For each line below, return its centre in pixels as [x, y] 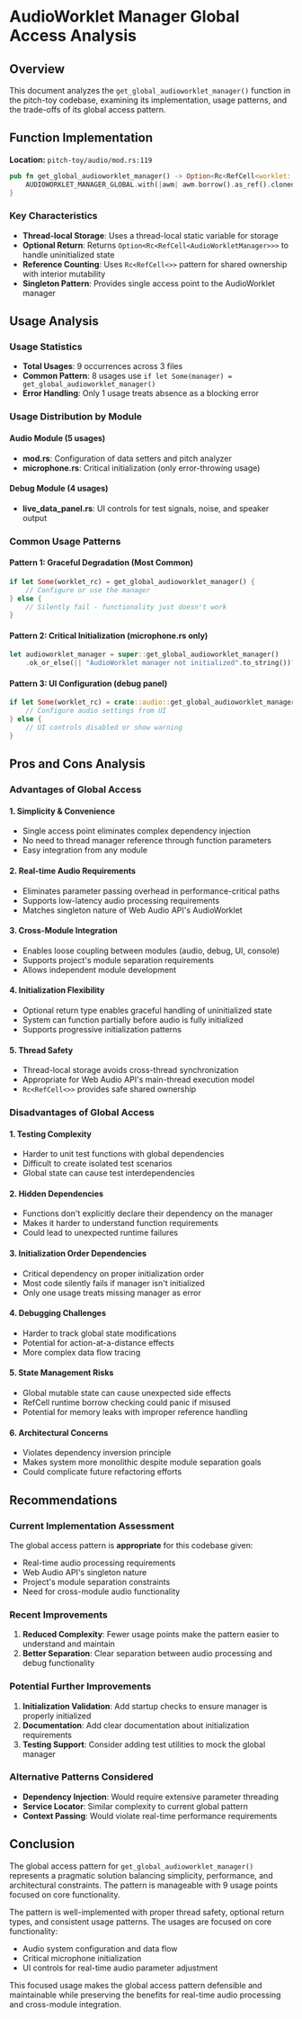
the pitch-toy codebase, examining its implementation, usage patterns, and [148, 100]
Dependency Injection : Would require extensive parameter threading [151, 1797]
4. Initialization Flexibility [57, 990]
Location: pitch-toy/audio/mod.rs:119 [81, 159]
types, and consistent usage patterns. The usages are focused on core [141, 1921]
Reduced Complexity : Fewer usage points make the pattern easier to [151, 1635]
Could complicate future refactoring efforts [102, 1472]
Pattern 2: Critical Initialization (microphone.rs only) [109, 635]
